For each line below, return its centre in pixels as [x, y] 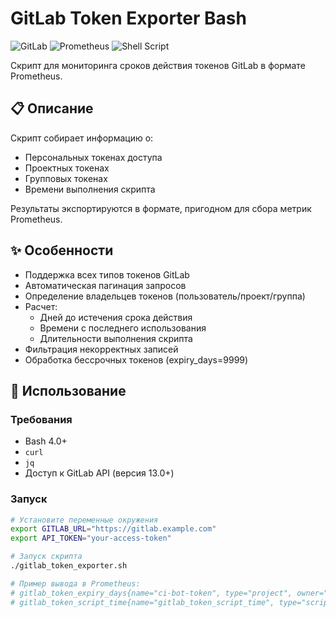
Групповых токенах [66, 178]
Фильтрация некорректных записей [101, 349]
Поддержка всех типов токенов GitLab [107, 274]
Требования [41, 419]
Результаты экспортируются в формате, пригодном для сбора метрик [161, 208]
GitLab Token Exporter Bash [128, 18]
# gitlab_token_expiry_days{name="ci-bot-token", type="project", [151, 593]
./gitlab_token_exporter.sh [69, 566]
